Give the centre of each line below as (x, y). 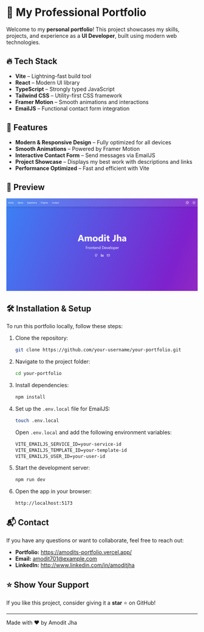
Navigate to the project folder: (53, 362)
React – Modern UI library (47, 82)
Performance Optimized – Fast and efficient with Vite (82, 168)
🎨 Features (27, 128)
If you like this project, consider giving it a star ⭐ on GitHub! (81, 603)
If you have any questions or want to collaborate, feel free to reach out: (95, 540)
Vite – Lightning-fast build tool (53, 76)
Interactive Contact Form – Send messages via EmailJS (85, 155)
